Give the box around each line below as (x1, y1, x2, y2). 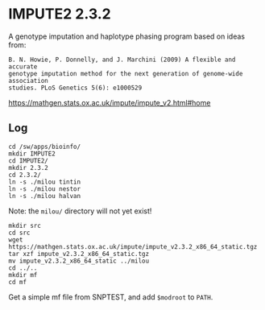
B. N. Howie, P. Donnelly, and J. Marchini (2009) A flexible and (8, 56, 236, 64)
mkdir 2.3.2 (8, 163, 48, 172)
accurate (8, 62, 38, 71)
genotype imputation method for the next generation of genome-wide (8, 69, 243, 77)
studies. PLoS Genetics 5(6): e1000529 (8, 84, 143, 92)
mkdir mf (8, 271, 38, 279)
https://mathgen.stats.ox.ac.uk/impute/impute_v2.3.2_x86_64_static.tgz (8, 242, 258, 250)
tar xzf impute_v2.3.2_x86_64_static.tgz (8, 250, 150, 258)
